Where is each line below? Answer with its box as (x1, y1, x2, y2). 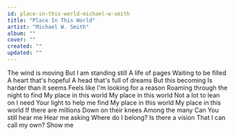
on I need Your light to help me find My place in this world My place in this (7, 98, 221, 107)
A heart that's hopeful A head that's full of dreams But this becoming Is (7, 76, 213, 84)
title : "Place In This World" (7, 17, 96, 24)
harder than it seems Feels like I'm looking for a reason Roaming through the (7, 83, 228, 92)
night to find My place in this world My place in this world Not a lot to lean (7, 90, 220, 99)
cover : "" (7, 36, 36, 43)
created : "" (7, 43, 42, 50)
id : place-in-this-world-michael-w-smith (7, 10, 130, 18)
